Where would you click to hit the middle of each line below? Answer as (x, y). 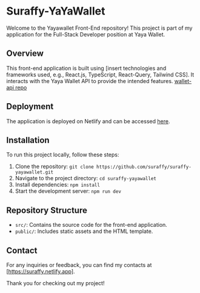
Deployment (30, 106)
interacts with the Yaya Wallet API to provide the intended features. (90, 81)
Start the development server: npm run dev (68, 191)
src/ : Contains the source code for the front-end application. (91, 225)
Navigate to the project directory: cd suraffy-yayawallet (85, 178)
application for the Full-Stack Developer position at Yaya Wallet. (86, 34)
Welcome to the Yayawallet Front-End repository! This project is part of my (99, 28)
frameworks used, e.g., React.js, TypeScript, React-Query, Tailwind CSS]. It (100, 75)
